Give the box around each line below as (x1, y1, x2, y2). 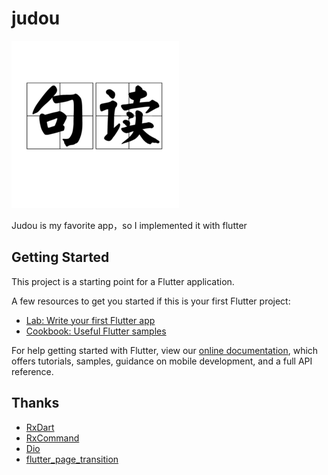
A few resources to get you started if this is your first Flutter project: (11, 295, 291, 307)
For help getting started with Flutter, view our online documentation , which (11, 344, 319, 356)
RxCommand (25, 432, 80, 444)
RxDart (25, 421, 55, 433)
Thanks (11, 395, 60, 412)
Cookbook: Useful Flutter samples (25, 325, 167, 337)
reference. (11, 365, 54, 377)
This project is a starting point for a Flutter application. (11, 275, 235, 287)
